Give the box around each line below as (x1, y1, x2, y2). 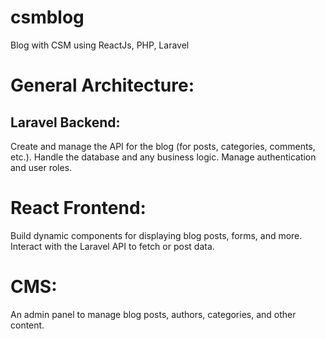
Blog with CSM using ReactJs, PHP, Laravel (10, 39, 190, 51)
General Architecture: (10, 74, 195, 97)
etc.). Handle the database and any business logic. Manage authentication (10, 151, 317, 163)
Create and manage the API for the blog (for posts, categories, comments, (10, 140, 316, 152)
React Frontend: (10, 197, 147, 220)
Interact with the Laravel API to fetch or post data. (10, 240, 215, 252)
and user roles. (10, 161, 73, 173)
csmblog (10, 6, 85, 29)
